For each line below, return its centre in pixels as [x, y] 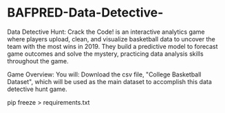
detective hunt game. [37, 89]
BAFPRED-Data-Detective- [85, 13]
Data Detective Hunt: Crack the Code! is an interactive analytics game [106, 32]
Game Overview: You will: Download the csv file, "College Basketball [104, 74]
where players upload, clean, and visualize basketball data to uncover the [111, 39]
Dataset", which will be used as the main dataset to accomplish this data [109, 81]
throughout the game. [38, 61]
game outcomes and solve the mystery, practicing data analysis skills [106, 54]
